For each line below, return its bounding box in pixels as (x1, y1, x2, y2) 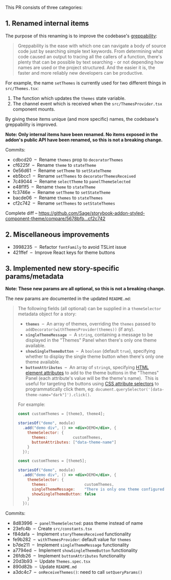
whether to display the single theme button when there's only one (25, 353, 164, 360)
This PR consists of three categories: (5, 5, 83, 10)
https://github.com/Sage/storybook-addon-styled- (38, 210, 145, 216)
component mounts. (12, 106, 55, 112)
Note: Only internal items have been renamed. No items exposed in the (5, 131, 158, 137)
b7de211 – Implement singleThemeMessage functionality (12, 542, 129, 548)
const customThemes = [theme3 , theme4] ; (17, 412, 105, 417)
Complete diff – (5, 210, 38, 216)
